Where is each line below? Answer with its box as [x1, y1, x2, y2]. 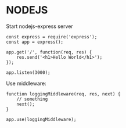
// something [16, 96, 48, 102]
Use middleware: [6, 80, 46, 87]
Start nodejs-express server [6, 23, 74, 30]
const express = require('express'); [6, 34, 98, 40]
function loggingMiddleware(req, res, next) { [6, 91, 121, 97]
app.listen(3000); [6, 69, 51, 76]
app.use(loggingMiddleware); [6, 116, 77, 122]
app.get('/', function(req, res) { [6, 49, 92, 55]
